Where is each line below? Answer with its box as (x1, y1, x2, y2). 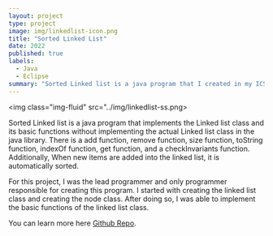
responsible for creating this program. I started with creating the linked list (8, 185, 257, 195)
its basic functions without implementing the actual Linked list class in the (8, 127, 255, 136)
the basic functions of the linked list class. (8, 202, 149, 212)
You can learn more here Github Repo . (8, 218, 136, 228)
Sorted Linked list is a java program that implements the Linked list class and (8, 118, 264, 127)
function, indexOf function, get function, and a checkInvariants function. (8, 144, 250, 153)
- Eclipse (15, 72, 49, 80)
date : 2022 (8, 42, 45, 50)
